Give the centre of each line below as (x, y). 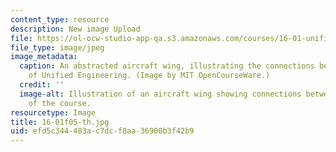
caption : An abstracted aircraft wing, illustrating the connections (167, 66)
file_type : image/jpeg (57, 47)
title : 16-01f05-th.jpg (60, 122)
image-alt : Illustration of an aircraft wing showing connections (160, 94)
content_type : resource (60, 19)
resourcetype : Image (53, 112)
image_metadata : (44, 57)
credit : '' (42, 85)
